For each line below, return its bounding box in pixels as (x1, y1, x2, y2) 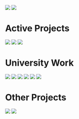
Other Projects (5, 92, 67, 103)
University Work (5, 57, 74, 69)
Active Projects (5, 23, 70, 34)
